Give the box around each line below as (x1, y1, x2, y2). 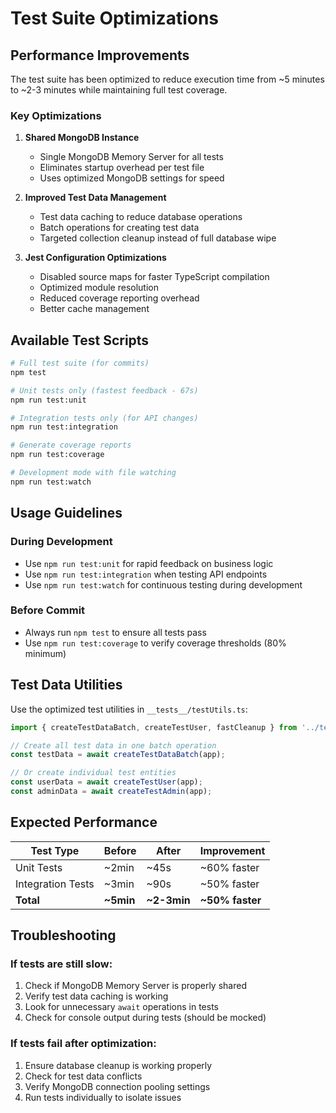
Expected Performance (10, 814, 158, 831)
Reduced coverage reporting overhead (39, 292, 200, 304)
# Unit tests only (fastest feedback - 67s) (10, 385, 199, 396)
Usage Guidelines (10, 505, 123, 522)
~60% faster (199, 860, 260, 874)
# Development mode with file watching (10, 468, 177, 478)
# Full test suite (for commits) (10, 358, 150, 369)
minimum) (24, 647, 67, 659)
